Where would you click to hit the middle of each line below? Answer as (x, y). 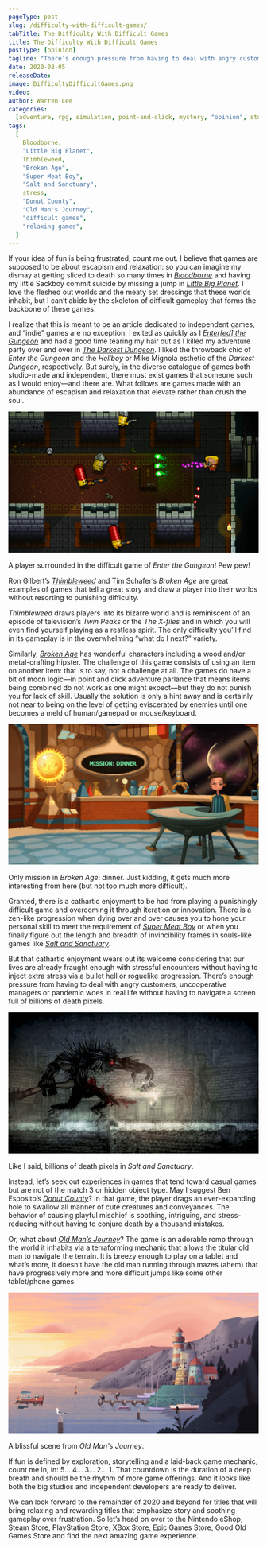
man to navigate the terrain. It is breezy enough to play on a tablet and (123, 1255)
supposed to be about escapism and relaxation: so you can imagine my (125, 267)
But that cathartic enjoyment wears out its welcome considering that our (126, 959)
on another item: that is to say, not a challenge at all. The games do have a (130, 670)
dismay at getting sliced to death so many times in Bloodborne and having (130, 275)
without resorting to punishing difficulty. (74, 597)
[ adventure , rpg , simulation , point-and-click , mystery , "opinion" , (131, 118)
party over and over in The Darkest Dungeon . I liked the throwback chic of (130, 350)
